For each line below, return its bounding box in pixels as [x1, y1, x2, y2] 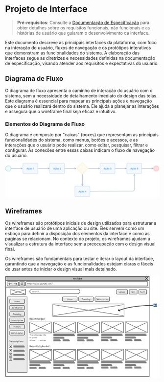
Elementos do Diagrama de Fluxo [5, 120, 85, 127]
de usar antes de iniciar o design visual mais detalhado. [5, 266, 117, 272]
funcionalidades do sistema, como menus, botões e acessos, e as [5, 137, 138, 143]
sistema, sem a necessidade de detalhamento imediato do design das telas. [5, 93, 158, 98]
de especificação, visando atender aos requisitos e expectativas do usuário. [5, 60, 159, 66]
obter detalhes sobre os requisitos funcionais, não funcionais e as [17, 24, 150, 30]
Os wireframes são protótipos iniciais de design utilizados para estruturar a [5, 220, 157, 226]
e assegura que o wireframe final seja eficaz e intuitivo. [5, 108, 117, 114]
